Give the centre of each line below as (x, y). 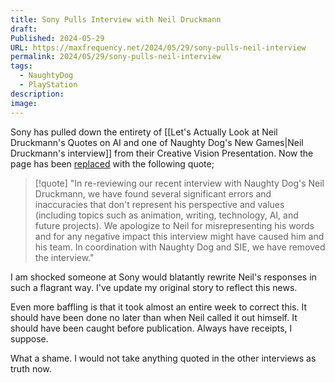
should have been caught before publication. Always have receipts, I (151, 328)
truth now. (31, 368)
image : (24, 103)
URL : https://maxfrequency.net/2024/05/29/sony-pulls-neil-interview (158, 47)
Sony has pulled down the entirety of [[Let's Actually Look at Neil (144, 132)
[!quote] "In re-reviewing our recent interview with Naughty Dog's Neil (179, 183)
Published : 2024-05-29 (57, 38)
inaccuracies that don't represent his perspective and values (159, 204)
